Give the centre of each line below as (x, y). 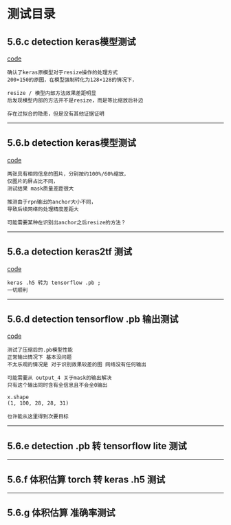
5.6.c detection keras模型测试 (71, 42)
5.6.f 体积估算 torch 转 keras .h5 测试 (86, 479)
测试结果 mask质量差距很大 (41, 189)
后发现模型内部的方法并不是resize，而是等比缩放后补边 (75, 100)
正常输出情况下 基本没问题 (40, 357)
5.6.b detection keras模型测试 (72, 143)
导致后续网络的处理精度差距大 (43, 209)
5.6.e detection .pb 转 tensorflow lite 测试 (97, 446)
